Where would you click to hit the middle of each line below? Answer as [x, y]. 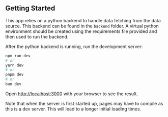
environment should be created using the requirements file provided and [81, 31]
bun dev [13, 84]
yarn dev [15, 65]
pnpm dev [15, 75]
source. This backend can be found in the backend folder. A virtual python [82, 26]
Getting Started [30, 8]
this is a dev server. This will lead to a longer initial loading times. [73, 109]
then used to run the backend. [37, 36]
